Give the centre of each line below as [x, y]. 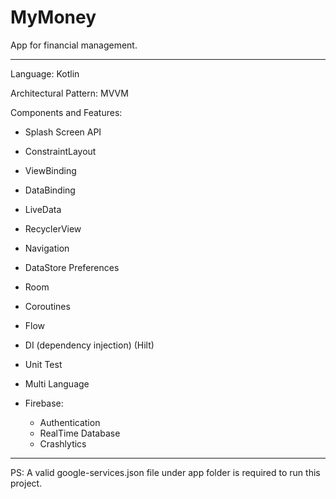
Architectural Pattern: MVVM [69, 93]
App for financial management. [74, 45]
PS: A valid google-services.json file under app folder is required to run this [165, 472]
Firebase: [44, 403]
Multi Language [57, 383]
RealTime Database [80, 433]
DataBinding [50, 190]
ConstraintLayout [60, 151]
